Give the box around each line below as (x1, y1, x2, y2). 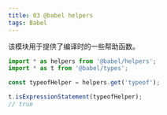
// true (8, 100, 34, 108)
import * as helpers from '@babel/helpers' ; (8, 57, 157, 65)
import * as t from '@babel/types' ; (8, 65, 128, 72)
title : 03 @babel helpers (8, 11, 93, 20)
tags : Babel (8, 19, 47, 27)
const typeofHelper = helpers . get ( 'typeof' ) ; (8, 79, 160, 87)
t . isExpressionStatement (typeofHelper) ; (8, 93, 143, 101)
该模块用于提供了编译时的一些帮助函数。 (8, 41, 139, 51)
